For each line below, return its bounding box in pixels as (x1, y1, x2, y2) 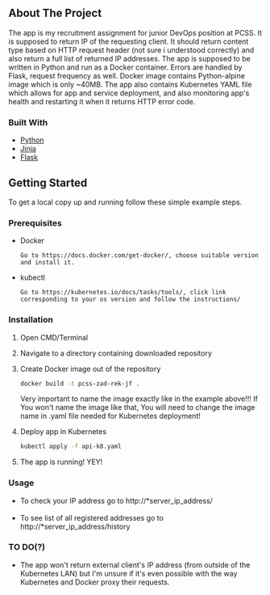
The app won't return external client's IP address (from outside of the (19, 559, 251, 569)
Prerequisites (8, 217, 62, 229)
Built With (8, 116, 48, 128)
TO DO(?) (8, 542, 46, 553)
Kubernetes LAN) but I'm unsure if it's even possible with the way (19, 568, 238, 578)
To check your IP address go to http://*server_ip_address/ (19, 496, 214, 505)
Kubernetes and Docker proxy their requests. (19, 577, 170, 587)
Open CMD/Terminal (19, 332, 89, 342)
